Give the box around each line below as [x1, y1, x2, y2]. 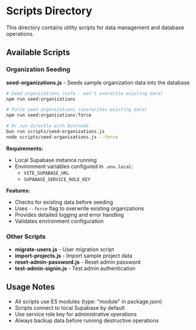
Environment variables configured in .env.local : [14, 163, 134, 170]
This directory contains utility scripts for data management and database [6, 24, 184, 31]
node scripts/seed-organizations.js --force [6, 134, 118, 140]
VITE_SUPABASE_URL [23, 170, 69, 176]
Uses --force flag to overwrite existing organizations [14, 204, 144, 212]
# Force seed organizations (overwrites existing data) [6, 107, 147, 113]
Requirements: [6, 145, 43, 152]
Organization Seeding [6, 66, 71, 74]
